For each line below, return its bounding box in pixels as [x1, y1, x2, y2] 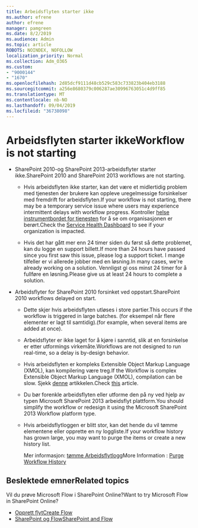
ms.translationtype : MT [6, 91, 65, 97]
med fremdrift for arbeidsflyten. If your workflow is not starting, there [23, 196, 191, 203]
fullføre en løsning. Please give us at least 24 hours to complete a [23, 271, 183, 278]
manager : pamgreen [6, 25, 52, 31]
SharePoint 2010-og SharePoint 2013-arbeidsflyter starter [14, 166, 156, 173]
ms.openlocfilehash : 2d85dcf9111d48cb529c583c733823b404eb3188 [6, 81, 166, 87]
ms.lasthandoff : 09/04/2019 [6, 102, 76, 109]
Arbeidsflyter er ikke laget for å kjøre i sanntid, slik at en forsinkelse [23, 336, 189, 344]
